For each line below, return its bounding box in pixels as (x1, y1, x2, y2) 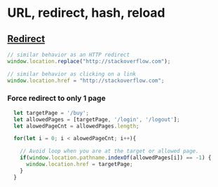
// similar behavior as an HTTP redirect (7, 51, 130, 58)
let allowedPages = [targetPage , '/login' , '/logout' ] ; (13, 116, 180, 123)
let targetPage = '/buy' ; (13, 109, 90, 116)
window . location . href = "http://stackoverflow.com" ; (7, 77, 165, 84)
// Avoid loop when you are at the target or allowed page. (20, 148, 199, 155)
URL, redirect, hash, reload (7, 5, 165, 21)
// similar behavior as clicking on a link (7, 70, 137, 78)
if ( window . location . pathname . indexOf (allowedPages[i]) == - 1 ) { (20, 154, 212, 162)
